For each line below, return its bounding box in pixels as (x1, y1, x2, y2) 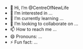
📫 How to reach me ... (10, 26, 57, 32)
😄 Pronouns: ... (10, 33, 43, 39)
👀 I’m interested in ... (10, 10, 53, 16)
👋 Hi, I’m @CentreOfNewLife (10, 5, 69, 10)
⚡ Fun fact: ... (10, 39, 38, 45)
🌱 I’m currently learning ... (10, 15, 64, 21)
